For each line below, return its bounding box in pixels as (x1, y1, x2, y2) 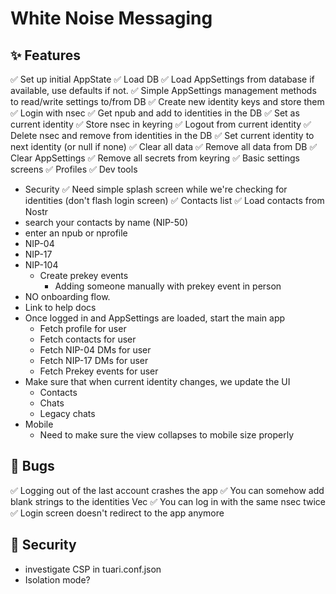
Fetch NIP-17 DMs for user (39, 355, 149, 366)
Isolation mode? (24, 573, 91, 586)
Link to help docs (24, 302, 97, 313)
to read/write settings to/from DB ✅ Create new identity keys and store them (10, 96, 325, 107)
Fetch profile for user (39, 323, 127, 334)
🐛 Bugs (10, 458, 55, 475)
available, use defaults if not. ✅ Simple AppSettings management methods (10, 85, 317, 96)
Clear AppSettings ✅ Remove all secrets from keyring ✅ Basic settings (10, 152, 300, 164)
